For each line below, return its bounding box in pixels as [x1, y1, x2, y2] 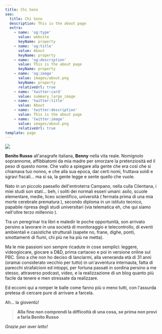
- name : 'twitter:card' [14, 89, 63, 94]
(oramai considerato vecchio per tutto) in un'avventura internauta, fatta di [5, 259, 153, 265]
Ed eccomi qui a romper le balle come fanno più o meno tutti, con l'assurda [5, 285, 157, 291]
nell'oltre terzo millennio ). [5, 209, 58, 215]
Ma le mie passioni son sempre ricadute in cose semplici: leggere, [5, 244, 139, 250]
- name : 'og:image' [14, 71, 54, 76]
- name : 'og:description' [14, 57, 67, 62]
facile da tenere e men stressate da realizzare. [5, 275, 99, 281]
